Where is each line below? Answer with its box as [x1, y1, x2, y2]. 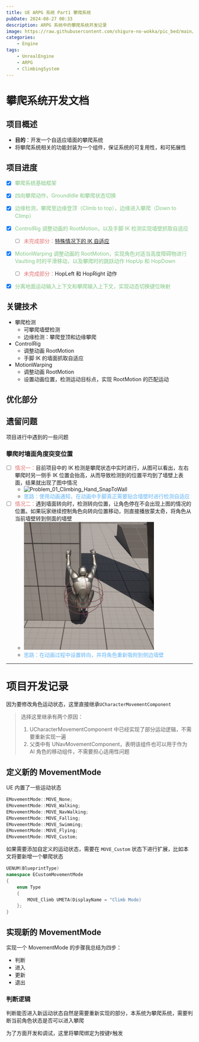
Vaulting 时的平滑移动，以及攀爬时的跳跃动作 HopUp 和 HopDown [14, 257, 176, 264]
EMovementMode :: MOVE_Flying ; [6, 827, 78, 834]
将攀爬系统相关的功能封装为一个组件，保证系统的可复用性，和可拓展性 [14, 143, 187, 151]
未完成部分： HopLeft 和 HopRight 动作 [23, 270, 117, 277]
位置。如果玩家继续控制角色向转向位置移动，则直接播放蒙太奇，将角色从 [14, 507, 191, 515]
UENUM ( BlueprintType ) [6, 865, 60, 871]
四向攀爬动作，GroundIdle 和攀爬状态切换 [14, 192, 117, 199]
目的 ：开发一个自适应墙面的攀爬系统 [14, 136, 104, 143]
